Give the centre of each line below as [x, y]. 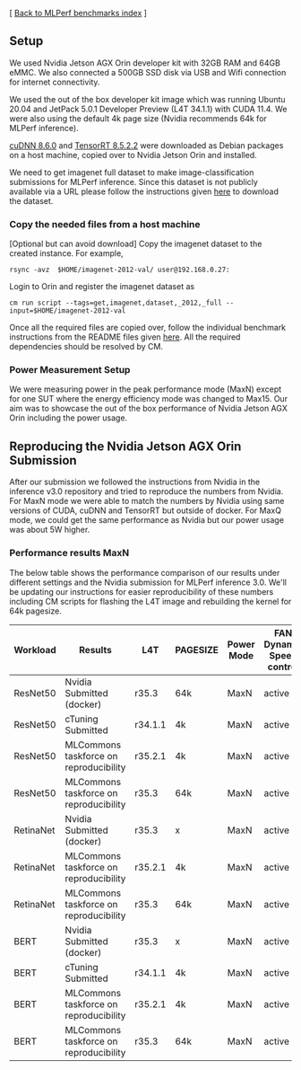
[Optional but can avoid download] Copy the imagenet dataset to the [136, 244]
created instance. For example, [66, 253]
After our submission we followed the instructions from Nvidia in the [135, 482]
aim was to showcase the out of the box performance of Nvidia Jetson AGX [149, 409]
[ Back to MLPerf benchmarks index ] [78, 13]
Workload [35, 650]
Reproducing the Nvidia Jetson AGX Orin [125, 446]
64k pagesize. [36, 611]
